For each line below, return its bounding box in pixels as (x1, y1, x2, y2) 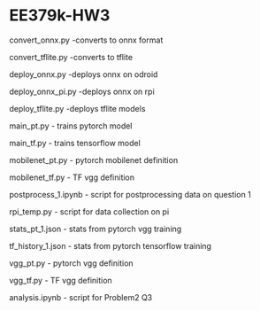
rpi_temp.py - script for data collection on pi (9, 206, 170, 217)
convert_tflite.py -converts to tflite (9, 51, 134, 62)
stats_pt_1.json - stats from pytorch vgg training (9, 223, 182, 234)
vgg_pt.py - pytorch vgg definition (9, 258, 134, 268)
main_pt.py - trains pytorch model (9, 121, 133, 131)
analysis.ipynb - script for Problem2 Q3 (9, 292, 153, 302)
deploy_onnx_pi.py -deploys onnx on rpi (9, 86, 155, 97)
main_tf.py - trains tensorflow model (9, 137, 141, 148)
